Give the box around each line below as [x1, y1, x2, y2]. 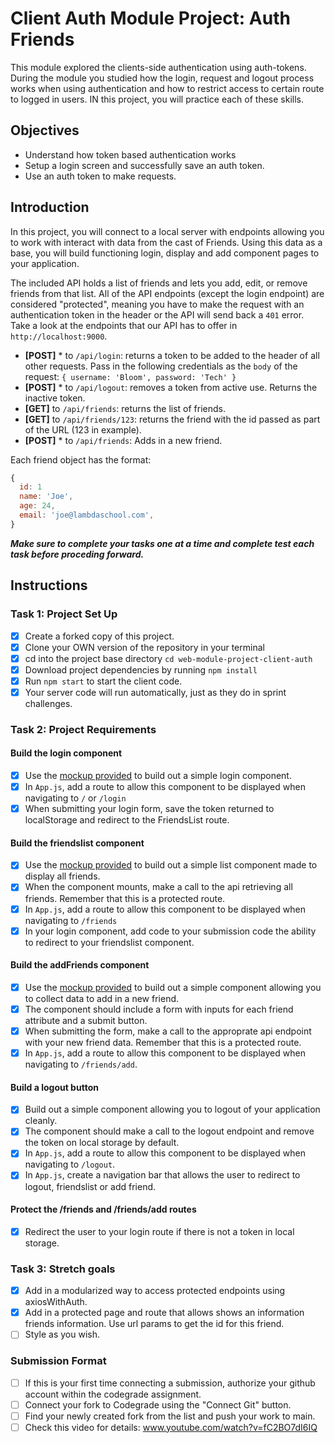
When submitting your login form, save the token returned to [24, 803, 275, 815]
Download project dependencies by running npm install [24, 663, 258, 676]
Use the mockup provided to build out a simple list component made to [24, 859, 318, 871]
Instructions [10, 577, 88, 594]
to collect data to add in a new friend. [24, 992, 180, 1004]
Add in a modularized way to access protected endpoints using [24, 1285, 286, 1297]
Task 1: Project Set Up [10, 607, 118, 621]
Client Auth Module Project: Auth [10, 7, 291, 30]
